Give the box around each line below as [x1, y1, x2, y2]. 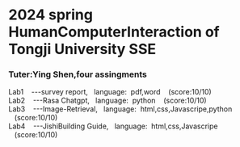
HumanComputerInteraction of [8, 23, 220, 41]
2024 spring [8, 6, 93, 24]
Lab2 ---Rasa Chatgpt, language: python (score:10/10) [8, 95, 208, 106]
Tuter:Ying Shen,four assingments [8, 69, 147, 80]
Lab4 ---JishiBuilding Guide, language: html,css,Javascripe [8, 121, 218, 131]
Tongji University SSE [8, 40, 157, 58]
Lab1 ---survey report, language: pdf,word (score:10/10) [8, 87, 212, 97]
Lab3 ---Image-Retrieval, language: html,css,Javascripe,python [8, 104, 233, 114]
